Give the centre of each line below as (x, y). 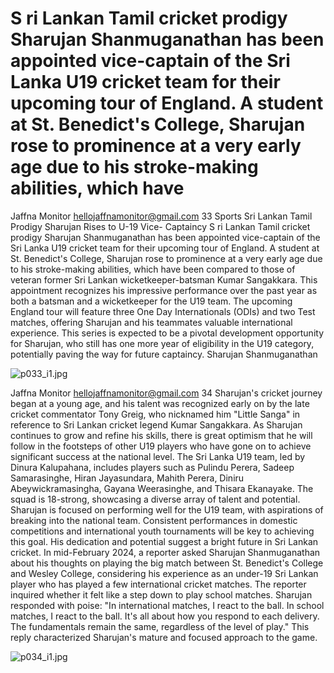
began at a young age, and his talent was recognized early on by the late (160, 403)
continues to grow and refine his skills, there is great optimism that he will (161, 435)
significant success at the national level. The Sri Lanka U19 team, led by (158, 456)
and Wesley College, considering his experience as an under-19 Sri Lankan (164, 573)
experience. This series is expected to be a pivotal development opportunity (167, 333)
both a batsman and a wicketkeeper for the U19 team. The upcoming (151, 301)
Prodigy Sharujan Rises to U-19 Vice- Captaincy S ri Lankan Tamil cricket (160, 226)
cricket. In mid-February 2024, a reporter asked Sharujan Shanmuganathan (165, 552)
